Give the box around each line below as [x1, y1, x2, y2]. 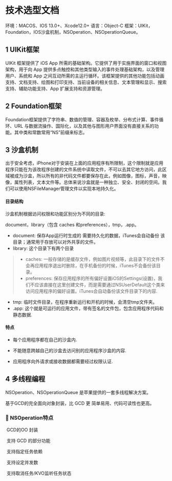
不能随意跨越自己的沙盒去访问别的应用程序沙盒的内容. [12, 347, 126, 353]
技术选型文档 [5, 5, 60, 16]
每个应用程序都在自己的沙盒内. [12, 336, 77, 342]
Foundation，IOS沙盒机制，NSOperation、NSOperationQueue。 [5, 29, 141, 35]
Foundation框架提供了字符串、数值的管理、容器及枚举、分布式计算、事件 [5, 116, 159, 123]
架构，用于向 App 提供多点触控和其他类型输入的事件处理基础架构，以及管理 [5, 66, 165, 72]
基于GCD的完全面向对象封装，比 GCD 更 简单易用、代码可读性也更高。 [5, 400, 155, 406]
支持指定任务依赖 [6, 448, 42, 454]
